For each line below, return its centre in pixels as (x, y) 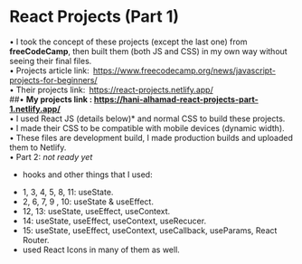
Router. (36, 240)
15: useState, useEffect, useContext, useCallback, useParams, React (150, 230)
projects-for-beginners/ (53, 80)
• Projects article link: (50, 71)
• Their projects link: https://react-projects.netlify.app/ (112, 90)
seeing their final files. (51, 61)
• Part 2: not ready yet (51, 156)
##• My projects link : (51, 99)
